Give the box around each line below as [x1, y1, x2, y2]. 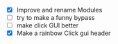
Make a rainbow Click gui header [16, 29, 111, 37]
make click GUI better [16, 21, 79, 30]
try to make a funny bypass [16, 14, 95, 22]
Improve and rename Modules [16, 6, 103, 14]
